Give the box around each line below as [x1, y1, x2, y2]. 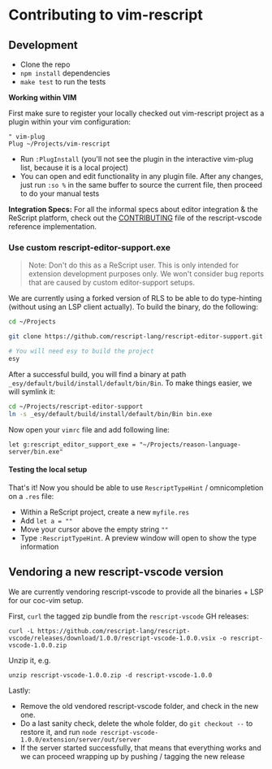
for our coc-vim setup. [8, 595, 84, 605]
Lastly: [8, 685, 31, 695]
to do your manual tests [19, 189, 100, 198]
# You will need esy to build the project [8, 347, 154, 355]
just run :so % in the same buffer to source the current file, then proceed [19, 180, 262, 189]
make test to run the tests [19, 77, 106, 86]
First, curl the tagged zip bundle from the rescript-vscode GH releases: [8, 611, 249, 621]
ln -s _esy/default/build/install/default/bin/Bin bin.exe [8, 410, 213, 418]
